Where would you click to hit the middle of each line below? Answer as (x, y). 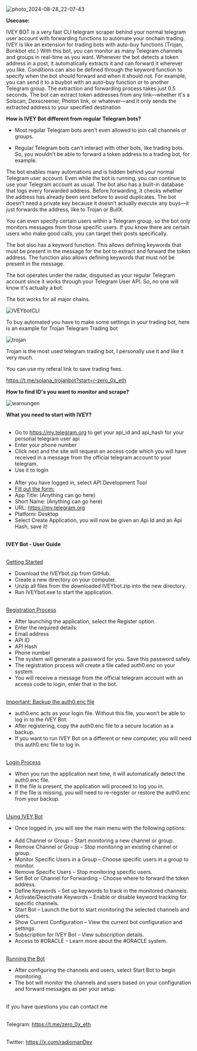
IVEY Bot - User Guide (34, 544)
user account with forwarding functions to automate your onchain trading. (96, 38)
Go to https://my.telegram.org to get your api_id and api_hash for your (99, 432)
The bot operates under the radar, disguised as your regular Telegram (91, 275)
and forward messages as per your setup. (65, 989)
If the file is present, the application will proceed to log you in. (89, 786)
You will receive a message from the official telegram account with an (99, 678)
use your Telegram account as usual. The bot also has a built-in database (95, 184)
